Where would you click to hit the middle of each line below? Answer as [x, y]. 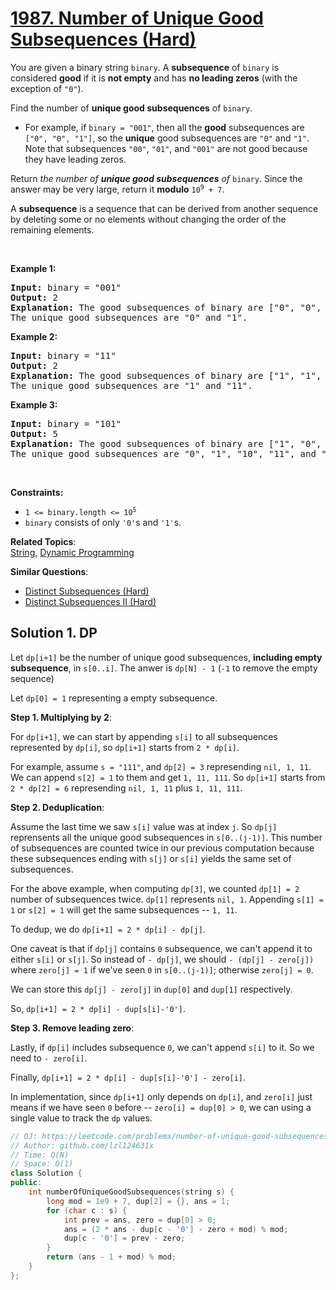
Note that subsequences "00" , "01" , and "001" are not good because [166, 148]
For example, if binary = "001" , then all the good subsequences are [164, 127]
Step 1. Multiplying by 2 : [61, 717]
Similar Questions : [49, 571]
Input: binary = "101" [66, 423]
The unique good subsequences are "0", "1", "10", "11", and [163, 453]
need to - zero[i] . [49, 1058]
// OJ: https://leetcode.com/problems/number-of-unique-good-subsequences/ [171, 1136]
